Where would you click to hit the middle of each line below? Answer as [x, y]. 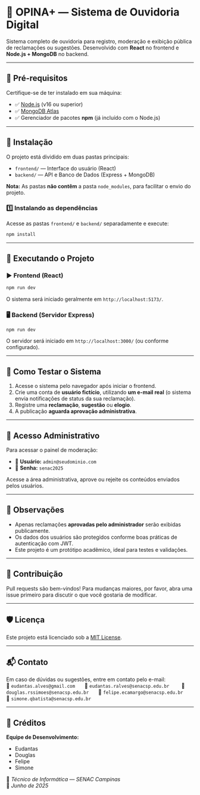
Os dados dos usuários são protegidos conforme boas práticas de [96, 537]
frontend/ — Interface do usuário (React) [65, 168]
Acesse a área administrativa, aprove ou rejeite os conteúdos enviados [93, 480]
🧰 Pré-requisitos [37, 78]
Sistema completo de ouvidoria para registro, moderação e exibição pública [99, 41]
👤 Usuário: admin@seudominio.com [55, 462]
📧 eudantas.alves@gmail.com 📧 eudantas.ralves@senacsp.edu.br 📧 [96, 686]
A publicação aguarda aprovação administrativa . [76, 411]
